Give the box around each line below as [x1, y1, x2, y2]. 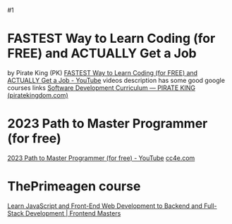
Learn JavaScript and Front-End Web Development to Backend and [7, 202, 202, 210]
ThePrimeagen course [7, 178, 141, 195]
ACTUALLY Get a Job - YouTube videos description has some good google [7, 76, 226, 84]
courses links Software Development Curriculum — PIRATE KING [7, 84, 196, 92]
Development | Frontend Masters [25, 209, 121, 217]
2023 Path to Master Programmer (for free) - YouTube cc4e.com [7, 154, 195, 162]
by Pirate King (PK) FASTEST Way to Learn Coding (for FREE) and [7, 68, 198, 77]
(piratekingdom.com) [7, 91, 68, 99]
